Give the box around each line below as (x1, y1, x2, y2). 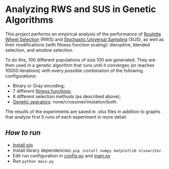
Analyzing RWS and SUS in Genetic (5, 4, 156, 15)
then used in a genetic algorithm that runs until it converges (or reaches (5, 62, 155, 68)
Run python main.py (12, 158, 54, 164)
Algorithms (5, 14, 54, 26)
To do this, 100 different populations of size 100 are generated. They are (5, 57, 156, 63)
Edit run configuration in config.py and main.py (12, 152, 111, 158)
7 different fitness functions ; (12, 88, 72, 94)
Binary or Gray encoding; (12, 82, 65, 89)
